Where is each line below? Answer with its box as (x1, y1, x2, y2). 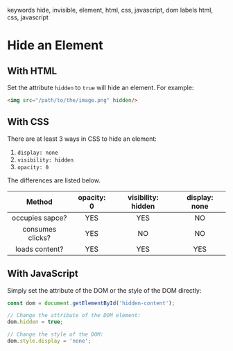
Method (26, 197, 53, 207)
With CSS (7, 116, 50, 128)
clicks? (28, 232, 51, 242)
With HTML (7, 65, 58, 77)
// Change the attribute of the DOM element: (7, 312, 141, 319)
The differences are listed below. (7, 176, 101, 185)
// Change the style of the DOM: (7, 331, 104, 339)
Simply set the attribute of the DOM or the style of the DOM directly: (7, 286, 202, 294)
